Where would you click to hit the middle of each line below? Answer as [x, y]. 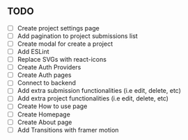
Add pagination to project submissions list [77, 36]
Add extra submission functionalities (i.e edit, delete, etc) [99, 91]
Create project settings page [58, 28]
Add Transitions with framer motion [68, 130]
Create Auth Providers [49, 67]
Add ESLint [33, 52]
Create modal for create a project [65, 44]
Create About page [45, 122]
